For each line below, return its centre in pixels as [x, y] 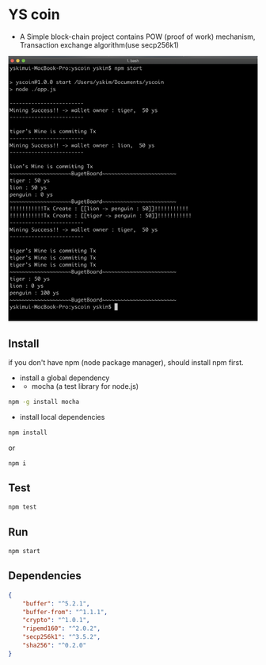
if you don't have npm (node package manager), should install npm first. [126, 362]
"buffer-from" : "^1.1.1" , [65, 612]
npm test [23, 507]
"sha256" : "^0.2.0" [55, 646]
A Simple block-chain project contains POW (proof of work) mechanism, [137, 37]
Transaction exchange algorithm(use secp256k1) [99, 44]
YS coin [34, 15]
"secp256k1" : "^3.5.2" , [62, 637]
